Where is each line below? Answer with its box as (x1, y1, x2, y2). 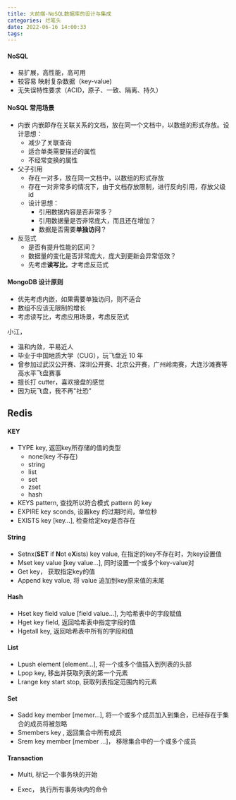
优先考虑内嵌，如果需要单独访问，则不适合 (17, 294, 142, 303)
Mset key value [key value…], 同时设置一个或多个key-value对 (17, 558, 195, 566)
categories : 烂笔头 (7, 17, 61, 24)
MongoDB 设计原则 (7, 278, 63, 286)
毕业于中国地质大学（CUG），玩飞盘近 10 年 (17, 351, 144, 360)
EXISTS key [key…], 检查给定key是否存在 (17, 516, 136, 525)
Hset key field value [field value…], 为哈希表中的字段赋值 (17, 609, 182, 617)
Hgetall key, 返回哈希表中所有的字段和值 (17, 626, 134, 635)
